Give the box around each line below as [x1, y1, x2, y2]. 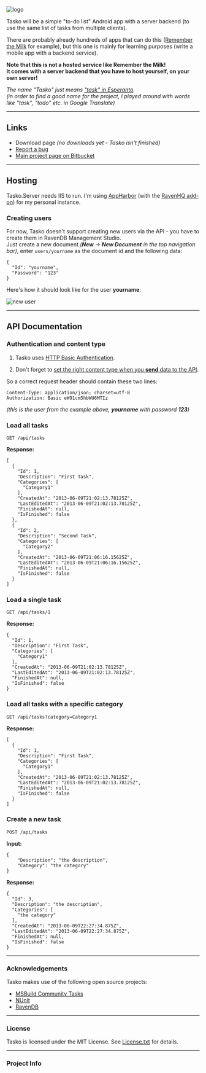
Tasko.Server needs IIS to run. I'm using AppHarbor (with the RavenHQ [6, 192, 186, 199]
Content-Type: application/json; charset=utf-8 [6, 389, 131, 396]
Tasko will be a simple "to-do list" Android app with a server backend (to [6, 18, 190, 25]
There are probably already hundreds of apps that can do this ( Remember [6, 36, 193, 43]
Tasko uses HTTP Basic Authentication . [15, 354, 115, 361]
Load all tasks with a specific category [6, 700, 124, 709]
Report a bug [15, 145, 48, 153]
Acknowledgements [6, 964, 68, 973]
